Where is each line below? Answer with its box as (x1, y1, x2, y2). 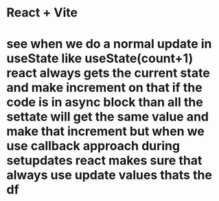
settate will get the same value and (6, 109, 209, 125)
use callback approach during (6, 139, 180, 154)
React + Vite (6, 5, 78, 21)
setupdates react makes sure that (6, 153, 203, 169)
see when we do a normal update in (6, 36, 212, 52)
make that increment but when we (6, 123, 205, 139)
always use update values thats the (6, 167, 212, 183)
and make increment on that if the (6, 80, 203, 95)
